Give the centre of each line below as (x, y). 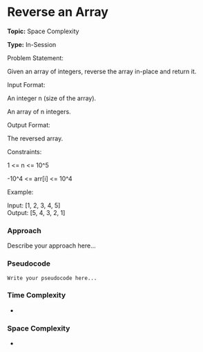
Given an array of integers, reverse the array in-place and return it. (102, 71)
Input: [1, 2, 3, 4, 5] (34, 205)
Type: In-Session (32, 44)
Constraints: (25, 151)
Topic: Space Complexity (43, 31)
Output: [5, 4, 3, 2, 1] (36, 212)
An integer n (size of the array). (52, 98)
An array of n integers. (39, 111)
